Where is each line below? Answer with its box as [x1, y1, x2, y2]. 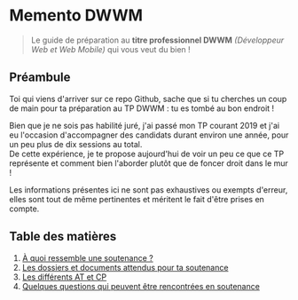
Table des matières [9, 229, 117, 244]
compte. [9, 203, 40, 214]
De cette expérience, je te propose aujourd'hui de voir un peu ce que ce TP [9, 148, 285, 159]
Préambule [9, 70, 71, 85]
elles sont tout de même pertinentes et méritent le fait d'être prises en [9, 193, 264, 204]
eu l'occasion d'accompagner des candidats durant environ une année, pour [9, 130, 289, 140]
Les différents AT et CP [21, 272, 107, 282]
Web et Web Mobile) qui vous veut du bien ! [30, 43, 191, 54]
